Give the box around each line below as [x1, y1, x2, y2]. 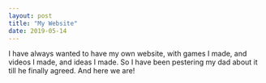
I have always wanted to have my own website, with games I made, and [8, 49, 247, 59]
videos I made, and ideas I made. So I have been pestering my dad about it [8, 57, 258, 67]
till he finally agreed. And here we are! [8, 66, 135, 76]
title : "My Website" [8, 19, 79, 27]
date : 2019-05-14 [8, 27, 67, 35]
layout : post [8, 11, 53, 20]
